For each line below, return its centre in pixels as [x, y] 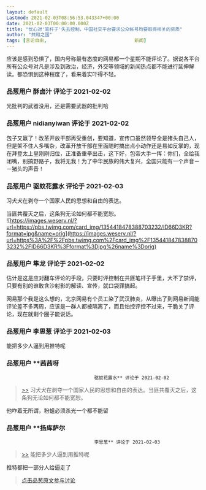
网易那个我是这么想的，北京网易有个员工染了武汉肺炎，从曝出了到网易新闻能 [103, 299]
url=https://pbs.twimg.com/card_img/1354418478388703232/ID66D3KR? [99, 227]
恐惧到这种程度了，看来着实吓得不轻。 [71, 74]
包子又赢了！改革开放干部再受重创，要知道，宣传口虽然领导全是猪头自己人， [103, 138]
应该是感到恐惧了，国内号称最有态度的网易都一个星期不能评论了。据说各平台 [103, 59]
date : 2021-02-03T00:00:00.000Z [48, 23]
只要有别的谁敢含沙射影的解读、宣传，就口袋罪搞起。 [74, 286]
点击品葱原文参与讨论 [48, 480]
